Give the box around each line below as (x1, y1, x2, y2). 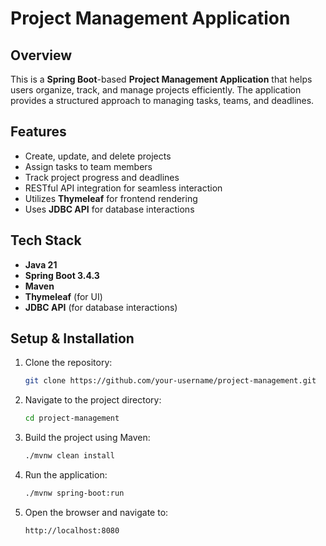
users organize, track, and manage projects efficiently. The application (10, 84, 302, 96)
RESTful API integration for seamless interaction (24, 182, 223, 194)
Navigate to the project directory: (24, 394, 162, 406)
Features (10, 123, 67, 141)
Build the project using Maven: (24, 432, 151, 444)
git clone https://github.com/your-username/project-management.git (24, 376, 317, 386)
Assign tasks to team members (24, 160, 153, 172)
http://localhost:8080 (24, 525, 120, 536)
